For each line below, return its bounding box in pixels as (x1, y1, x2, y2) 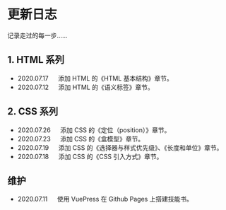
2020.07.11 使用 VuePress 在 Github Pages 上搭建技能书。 (17, 195, 193, 204)
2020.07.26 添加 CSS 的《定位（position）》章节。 (17, 125, 171, 134)
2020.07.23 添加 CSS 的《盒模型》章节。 (17, 134, 145, 143)
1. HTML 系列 (7, 54, 65, 66)
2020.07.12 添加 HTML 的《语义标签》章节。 (17, 83, 154, 91)
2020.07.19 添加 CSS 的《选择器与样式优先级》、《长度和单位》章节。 (17, 143, 223, 152)
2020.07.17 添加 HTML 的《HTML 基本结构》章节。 (17, 74, 173, 82)
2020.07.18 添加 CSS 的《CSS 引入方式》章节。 (17, 152, 163, 161)
